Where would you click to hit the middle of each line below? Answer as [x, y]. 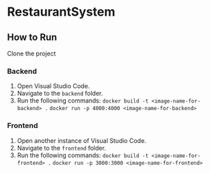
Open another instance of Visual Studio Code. [82, 140]
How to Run [32, 37]
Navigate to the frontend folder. [61, 148]
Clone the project [31, 53]
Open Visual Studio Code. [53, 86]
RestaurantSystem [61, 12]
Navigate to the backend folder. [60, 94]
